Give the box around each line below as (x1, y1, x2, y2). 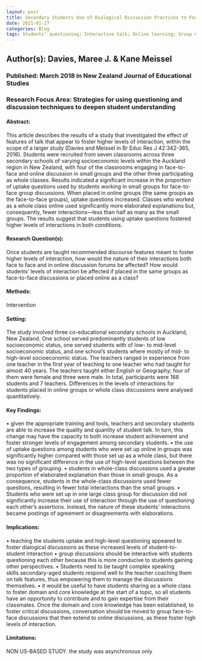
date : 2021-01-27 (6, 20, 50, 26)
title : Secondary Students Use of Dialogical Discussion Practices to (6, 14, 187, 21)
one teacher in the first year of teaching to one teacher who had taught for (6, 360, 191, 368)
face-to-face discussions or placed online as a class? (6, 274, 139, 281)
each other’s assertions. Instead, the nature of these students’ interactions (6, 503, 191, 511)
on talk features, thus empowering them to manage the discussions (6, 575, 173, 583)
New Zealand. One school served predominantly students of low (6, 335, 166, 342)
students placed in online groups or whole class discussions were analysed (6, 386, 194, 394)
